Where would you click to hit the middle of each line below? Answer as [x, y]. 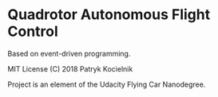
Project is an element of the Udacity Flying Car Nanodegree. [107, 84]
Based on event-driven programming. [69, 53]
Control [33, 31]
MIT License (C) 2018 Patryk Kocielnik [70, 68]
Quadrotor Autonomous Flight [109, 15]
